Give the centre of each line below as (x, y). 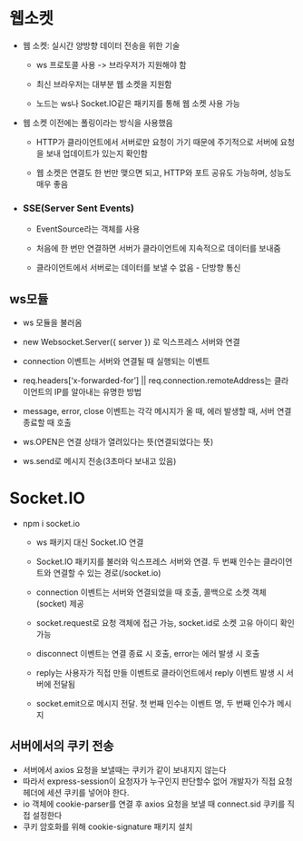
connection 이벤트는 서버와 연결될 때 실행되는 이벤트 (116, 361)
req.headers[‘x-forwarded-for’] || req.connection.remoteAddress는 (147, 381)
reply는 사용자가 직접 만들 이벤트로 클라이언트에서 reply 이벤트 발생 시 (160, 672)
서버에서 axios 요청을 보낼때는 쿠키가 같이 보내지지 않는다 (124, 769)
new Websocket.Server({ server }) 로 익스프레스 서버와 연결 (131, 342)
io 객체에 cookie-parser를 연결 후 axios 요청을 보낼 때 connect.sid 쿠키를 (154, 804)
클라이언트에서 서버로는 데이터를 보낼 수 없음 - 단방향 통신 (138, 268)
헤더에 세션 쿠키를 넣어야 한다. (76, 792)
